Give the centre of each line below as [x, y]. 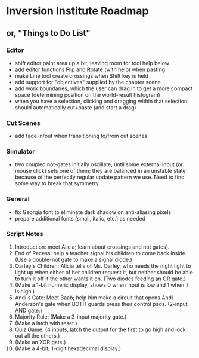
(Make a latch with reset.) [46, 323]
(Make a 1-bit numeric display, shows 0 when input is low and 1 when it [102, 285]
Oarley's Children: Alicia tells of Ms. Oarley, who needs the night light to [103, 266]
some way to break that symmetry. [57, 183]
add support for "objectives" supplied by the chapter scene [88, 82]
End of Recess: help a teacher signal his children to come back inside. [101, 253]
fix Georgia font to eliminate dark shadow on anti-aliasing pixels [93, 212]
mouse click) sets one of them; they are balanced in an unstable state [100, 171]
